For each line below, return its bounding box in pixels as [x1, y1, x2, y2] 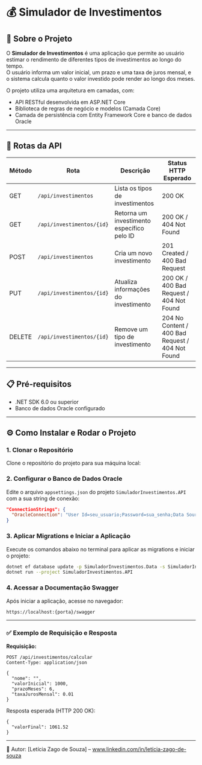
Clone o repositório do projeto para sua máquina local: [6, 460, 141, 467]
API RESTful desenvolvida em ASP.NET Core [14, 98, 126, 106]
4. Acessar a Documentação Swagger [6, 583, 119, 592]
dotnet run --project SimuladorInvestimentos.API [6, 569, 133, 576]
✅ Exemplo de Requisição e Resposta [6, 629, 117, 637]
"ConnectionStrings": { [6, 506, 66, 512]
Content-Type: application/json [6, 659, 87, 665]
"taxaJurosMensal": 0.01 [11, 691, 74, 697]
